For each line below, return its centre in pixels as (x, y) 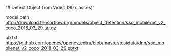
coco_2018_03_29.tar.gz (31, 28)
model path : (19, 17)
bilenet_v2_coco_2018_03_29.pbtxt (42, 48)
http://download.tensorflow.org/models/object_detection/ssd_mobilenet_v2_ (85, 22)
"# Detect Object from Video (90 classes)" (50, 7)
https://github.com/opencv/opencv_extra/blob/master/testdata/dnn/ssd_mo (85, 43)
